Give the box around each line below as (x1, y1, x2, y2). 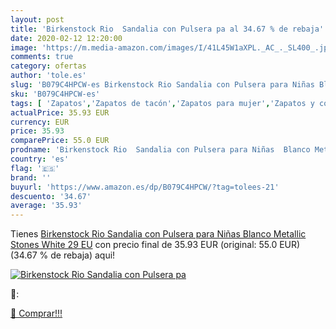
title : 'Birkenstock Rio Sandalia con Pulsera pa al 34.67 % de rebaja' (10, 24, 325, 34)
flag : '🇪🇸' (10, 163, 60, 173)
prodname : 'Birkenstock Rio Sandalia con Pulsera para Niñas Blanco (10, 145, 311, 155)
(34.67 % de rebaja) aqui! (10, 249, 116, 261)
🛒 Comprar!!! (10, 307, 63, 320)
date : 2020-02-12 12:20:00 (10, 33, 123, 43)
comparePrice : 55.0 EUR (10, 136, 110, 146)
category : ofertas (10, 61, 87, 71)
